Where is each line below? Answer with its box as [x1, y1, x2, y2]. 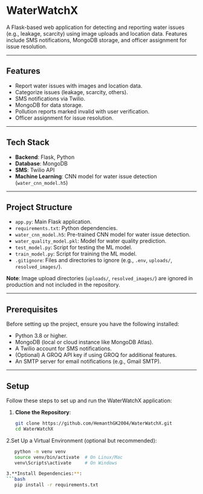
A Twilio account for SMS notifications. [14, 345, 112, 352]
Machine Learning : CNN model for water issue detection [14, 173, 157, 180]
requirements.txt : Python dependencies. [14, 225, 118, 232]
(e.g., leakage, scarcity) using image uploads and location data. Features [6, 30, 187, 37]
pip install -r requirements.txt [14, 482, 98, 488]
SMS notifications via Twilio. [14, 95, 86, 102]
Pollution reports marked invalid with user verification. [14, 107, 150, 115]
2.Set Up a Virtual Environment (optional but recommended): [6, 437, 157, 444]
